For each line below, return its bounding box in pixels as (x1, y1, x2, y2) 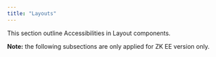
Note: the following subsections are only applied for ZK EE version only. (7, 42, 211, 50)
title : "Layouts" (7, 10, 57, 17)
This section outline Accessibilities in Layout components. (7, 29, 171, 37)
